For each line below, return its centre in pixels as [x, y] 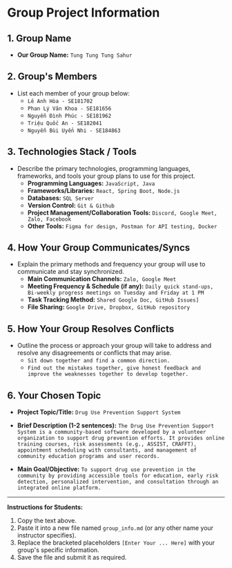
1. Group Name [39, 38]
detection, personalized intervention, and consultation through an [118, 482]
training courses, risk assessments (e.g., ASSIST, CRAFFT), [107, 444]
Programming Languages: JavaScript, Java [91, 183]
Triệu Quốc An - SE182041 [65, 123]
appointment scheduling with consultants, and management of [107, 450]
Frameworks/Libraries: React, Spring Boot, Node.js [104, 190]
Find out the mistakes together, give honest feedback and [114, 368]
